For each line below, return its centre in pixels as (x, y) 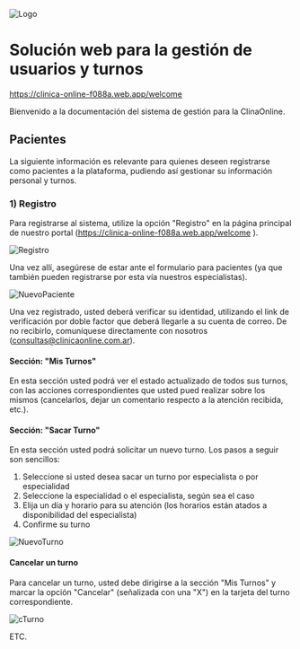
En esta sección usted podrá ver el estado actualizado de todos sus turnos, (149, 381)
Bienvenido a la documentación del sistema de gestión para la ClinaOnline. (147, 111)
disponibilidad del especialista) (79, 515)
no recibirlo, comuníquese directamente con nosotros (109, 331)
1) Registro (33, 204)
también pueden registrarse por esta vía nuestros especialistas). (128, 277)
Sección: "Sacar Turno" (55, 430)
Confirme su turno (56, 524)
